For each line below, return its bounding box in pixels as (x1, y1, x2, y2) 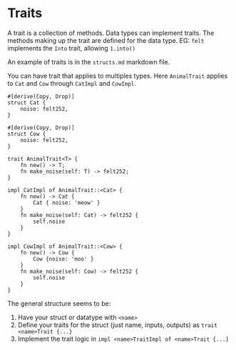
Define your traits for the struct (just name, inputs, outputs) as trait (17, 320, 217, 329)
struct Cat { (7, 99, 46, 106)
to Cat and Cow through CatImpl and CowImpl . (7, 79, 137, 87)
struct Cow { (7, 130, 46, 137)
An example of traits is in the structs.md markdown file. (7, 57, 170, 66)
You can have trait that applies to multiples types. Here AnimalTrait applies (7, 71, 228, 80)
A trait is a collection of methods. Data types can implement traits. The (7, 29, 215, 37)
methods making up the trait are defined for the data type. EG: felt (7, 36, 205, 44)
